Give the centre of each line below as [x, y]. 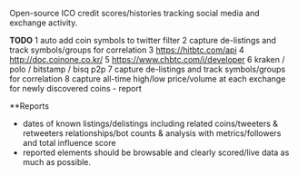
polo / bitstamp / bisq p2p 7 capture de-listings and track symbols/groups [148, 69]
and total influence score [69, 143]
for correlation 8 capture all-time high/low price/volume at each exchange [148, 79]
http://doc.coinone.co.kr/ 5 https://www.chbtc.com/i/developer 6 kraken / [147, 59]
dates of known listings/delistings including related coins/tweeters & [150, 123]
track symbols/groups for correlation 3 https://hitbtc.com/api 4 [127, 50]
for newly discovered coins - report [76, 88]
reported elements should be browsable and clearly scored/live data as [156, 152]
